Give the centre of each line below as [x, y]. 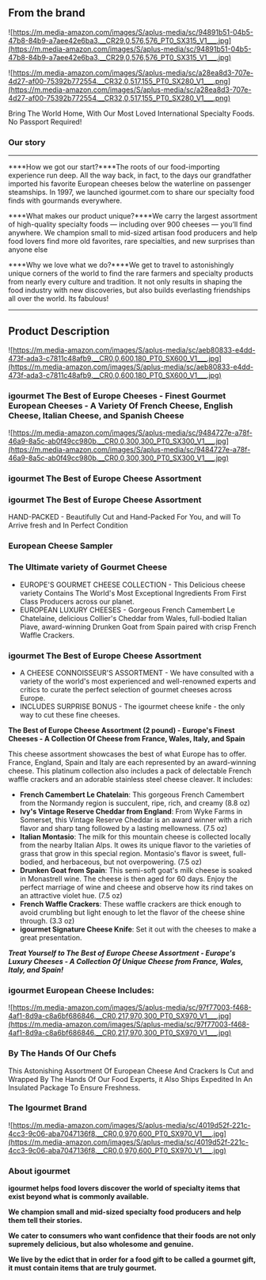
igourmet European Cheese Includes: [81, 990]
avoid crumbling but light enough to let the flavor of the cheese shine [132, 912]
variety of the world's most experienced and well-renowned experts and [138, 681]
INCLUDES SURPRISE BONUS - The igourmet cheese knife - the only [132, 706]
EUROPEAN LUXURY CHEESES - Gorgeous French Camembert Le [127, 610]
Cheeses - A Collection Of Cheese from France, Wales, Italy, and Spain [127, 738]
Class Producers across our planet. [77, 601]
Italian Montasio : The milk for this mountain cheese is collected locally [135, 836]
